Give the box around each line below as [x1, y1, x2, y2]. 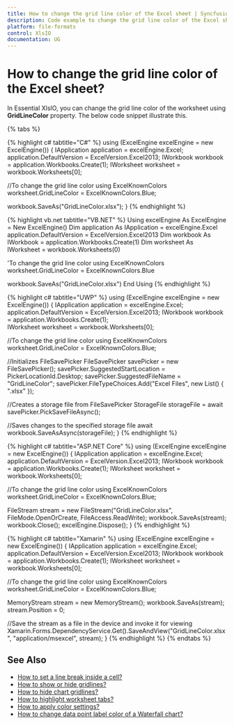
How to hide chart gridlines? [17, 687, 99, 696]
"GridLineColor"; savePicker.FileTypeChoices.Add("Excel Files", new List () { [7, 380, 224, 388]
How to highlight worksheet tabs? [17, 694, 114, 703]
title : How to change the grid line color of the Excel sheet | [7, 10, 198, 17]
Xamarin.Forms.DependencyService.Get [7, 627, 123, 635]
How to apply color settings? [17, 702, 100, 710]
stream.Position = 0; [7, 606, 65, 614]
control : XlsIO [7, 29, 52, 37]
